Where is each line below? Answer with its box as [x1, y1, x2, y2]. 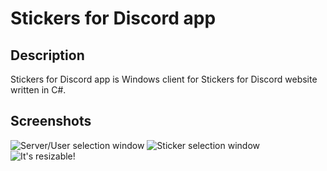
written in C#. [10, 84, 67, 96]
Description [10, 47, 85, 64]
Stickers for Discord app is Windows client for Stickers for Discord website [10, 73, 318, 85]
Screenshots [10, 113, 92, 130]
